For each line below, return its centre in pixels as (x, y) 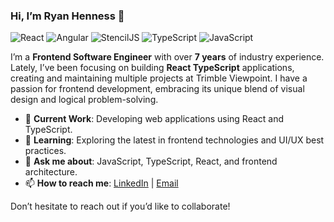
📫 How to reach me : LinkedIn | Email (101, 183)
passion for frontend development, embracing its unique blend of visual (157, 89)
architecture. (51, 172)
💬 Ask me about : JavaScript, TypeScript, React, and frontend (151, 161)
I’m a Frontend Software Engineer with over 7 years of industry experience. (167, 57)
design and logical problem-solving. (84, 100)
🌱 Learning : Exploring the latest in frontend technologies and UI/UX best (174, 140)
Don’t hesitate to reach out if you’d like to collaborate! (120, 206)
